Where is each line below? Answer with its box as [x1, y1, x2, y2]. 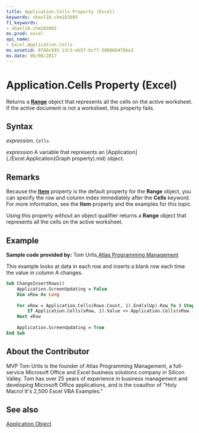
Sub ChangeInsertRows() [6, 281, 65, 286]
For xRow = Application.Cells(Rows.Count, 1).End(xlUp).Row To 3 [17, 303, 182, 308]
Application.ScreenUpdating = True [17, 324, 105, 330]
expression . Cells [6, 137, 49, 144]
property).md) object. [72, 155, 124, 162]
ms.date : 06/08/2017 [6, 53, 57, 59]
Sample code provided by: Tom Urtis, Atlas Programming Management [6, 251, 179, 258]
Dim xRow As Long [17, 291, 60, 297]
